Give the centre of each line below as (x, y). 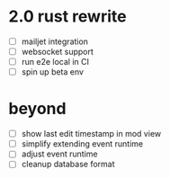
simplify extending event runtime (82, 144)
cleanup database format (68, 165)
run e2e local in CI (55, 62)
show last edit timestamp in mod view (91, 134)
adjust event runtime (59, 154)
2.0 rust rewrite (67, 17)
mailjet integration (55, 41)
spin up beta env (53, 72)
